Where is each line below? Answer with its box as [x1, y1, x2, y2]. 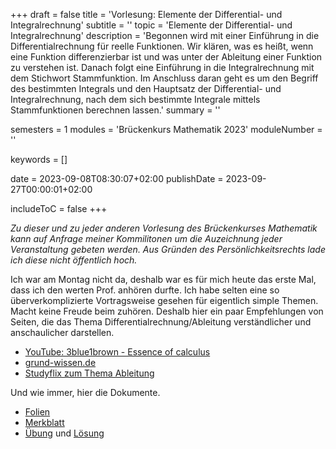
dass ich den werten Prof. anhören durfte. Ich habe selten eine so [10, 284, 280, 296]
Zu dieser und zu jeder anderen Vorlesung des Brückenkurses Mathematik [10, 222, 318, 234]
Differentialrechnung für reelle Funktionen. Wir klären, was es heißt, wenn [10, 40, 314, 52]
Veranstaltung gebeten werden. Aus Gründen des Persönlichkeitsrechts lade [10, 244, 326, 255]
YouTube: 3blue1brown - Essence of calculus [24, 346, 211, 358]
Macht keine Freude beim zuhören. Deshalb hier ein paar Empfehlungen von [10, 305, 324, 317]
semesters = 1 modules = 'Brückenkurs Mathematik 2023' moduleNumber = [10, 124, 323, 135]
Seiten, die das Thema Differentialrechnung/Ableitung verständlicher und [10, 316, 312, 328]
